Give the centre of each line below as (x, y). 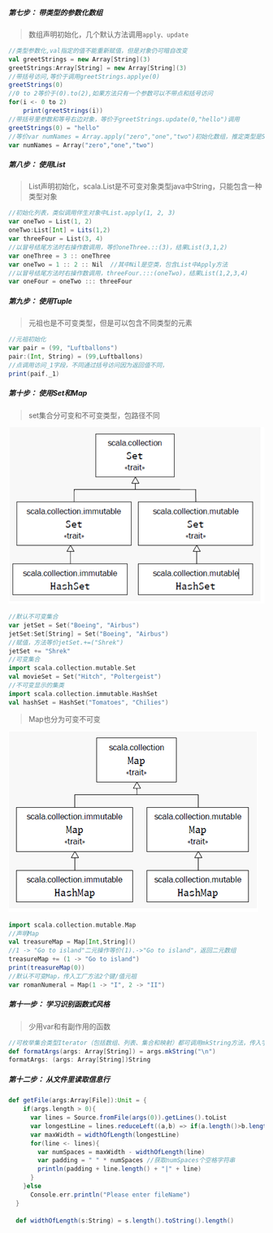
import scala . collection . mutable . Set (72, 668)
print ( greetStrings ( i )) (63, 111)
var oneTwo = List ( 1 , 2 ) (50, 222)
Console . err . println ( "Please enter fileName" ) (110, 1195)
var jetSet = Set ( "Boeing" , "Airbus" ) (74, 625)
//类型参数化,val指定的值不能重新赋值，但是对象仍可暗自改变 (98, 50)
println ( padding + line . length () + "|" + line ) (119, 1169)
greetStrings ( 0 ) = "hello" (54, 128)
